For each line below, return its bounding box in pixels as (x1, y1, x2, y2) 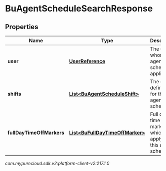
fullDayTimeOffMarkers (7, 129, 65, 136)
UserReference (69, 58, 106, 65)
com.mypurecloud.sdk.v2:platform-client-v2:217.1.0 (5, 161, 110, 166)
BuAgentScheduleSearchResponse (5, 3, 153, 14)
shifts (7, 91, 21, 97)
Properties (5, 23, 39, 31)
